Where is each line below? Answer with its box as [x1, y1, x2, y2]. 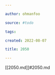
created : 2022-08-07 [5, 38, 47, 43]
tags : [5, 29, 16, 34]
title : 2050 [5, 47, 29, 52]
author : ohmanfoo [5, 11, 40, 16]
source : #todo [5, 20, 34, 25]
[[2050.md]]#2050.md [5, 65, 50, 71]
